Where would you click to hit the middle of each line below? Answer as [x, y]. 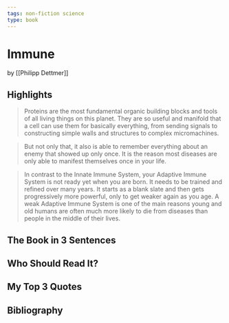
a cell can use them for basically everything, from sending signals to [121, 126]
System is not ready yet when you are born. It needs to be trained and [123, 182]
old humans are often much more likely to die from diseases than [116, 211]
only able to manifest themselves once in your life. [95, 161]
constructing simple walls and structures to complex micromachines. [121, 133]
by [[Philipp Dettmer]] [38, 73]
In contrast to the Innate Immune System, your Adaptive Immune [115, 175]
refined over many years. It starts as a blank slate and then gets [114, 189]
